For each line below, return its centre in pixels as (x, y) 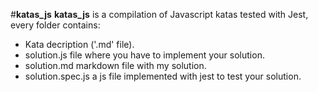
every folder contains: (55, 25)
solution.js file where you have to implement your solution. (144, 55)
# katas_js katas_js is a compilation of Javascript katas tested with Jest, (159, 14)
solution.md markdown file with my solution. (115, 65)
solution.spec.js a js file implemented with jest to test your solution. (163, 76)
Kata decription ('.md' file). (79, 44)
